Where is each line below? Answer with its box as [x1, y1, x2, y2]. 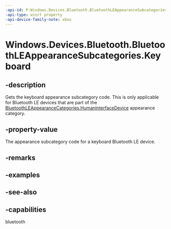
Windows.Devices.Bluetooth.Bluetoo [5, 39, 165, 50]
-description [5, 80, 46, 89]
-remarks [5, 153, 36, 162]
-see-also [5, 188, 37, 196]
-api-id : [5, 7, 24, 13]
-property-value [5, 125, 58, 134]
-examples [5, 170, 40, 179]
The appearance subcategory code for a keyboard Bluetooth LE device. [5, 138, 156, 145]
